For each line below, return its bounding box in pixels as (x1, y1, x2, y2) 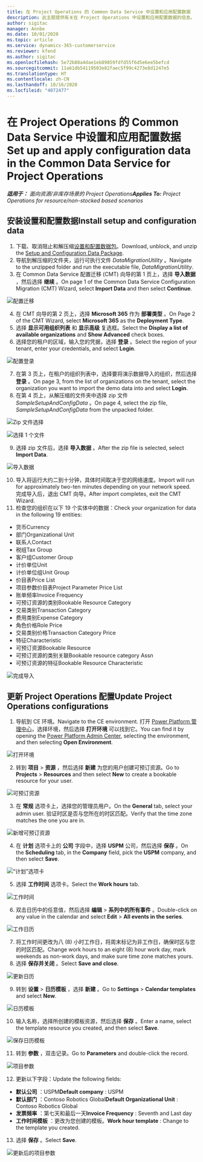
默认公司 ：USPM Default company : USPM (15, 1088, 124, 1096)
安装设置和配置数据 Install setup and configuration (7, 216, 197, 226)
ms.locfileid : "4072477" (7, 88, 69, 94)
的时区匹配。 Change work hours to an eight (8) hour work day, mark (15, 946, 186, 953)
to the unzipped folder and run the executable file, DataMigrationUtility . (15, 263, 194, 271)
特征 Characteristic (15, 637, 62, 644)
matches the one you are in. (15, 817, 85, 824)
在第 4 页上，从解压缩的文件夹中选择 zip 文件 (15, 391, 129, 399)
